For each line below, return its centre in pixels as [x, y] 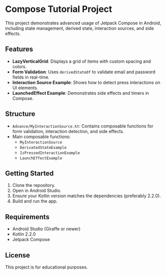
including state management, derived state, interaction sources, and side [80, 28]
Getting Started [29, 173]
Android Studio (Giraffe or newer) [46, 229]
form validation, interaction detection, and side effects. [68, 131]
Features [19, 49]
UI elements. [25, 88]
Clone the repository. [34, 185]
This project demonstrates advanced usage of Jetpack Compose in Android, [83, 23]
